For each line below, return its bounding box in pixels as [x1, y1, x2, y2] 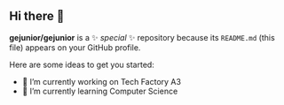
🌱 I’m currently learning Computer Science [21, 86, 178, 96]
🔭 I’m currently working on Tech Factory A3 [21, 76, 182, 86]
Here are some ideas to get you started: [9, 59, 155, 70]
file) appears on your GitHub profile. [9, 41, 141, 53]
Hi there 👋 [9, 9, 65, 24]
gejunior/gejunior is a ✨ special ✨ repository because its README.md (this [9, 32, 275, 42]
